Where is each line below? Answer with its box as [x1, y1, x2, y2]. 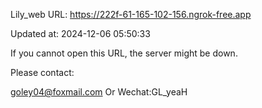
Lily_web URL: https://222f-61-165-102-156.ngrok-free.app [10, 9, 252, 20]
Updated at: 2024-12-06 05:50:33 [10, 28, 151, 39]
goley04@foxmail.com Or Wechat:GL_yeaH [10, 86, 188, 98]
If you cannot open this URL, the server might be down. [10, 47, 238, 59]
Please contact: [10, 67, 75, 78]
